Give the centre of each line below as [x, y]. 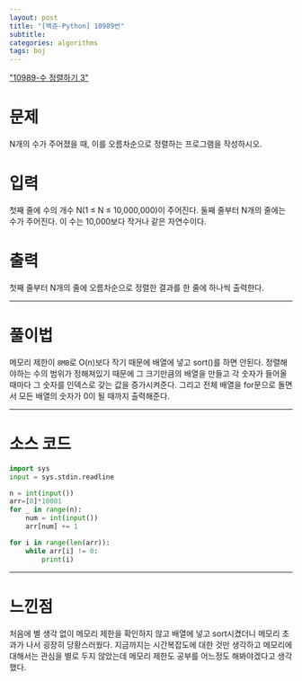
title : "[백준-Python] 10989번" [67, 26]
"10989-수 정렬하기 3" [49, 78]
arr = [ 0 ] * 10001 [36, 501]
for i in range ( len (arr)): [60, 543]
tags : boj [28, 51]
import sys [30, 468]
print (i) [58, 559]
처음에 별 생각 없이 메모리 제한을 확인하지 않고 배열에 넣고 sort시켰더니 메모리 [145, 633]
